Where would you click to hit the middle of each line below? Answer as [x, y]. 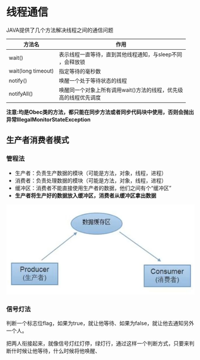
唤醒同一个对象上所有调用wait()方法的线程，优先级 [121, 90]
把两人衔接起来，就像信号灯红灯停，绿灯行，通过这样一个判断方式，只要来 [98, 344]
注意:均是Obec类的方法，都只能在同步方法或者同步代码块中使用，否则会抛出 [100, 112]
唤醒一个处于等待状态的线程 [93, 81]
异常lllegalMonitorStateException [48, 119]
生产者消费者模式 [38, 140]
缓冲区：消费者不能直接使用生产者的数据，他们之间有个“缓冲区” [93, 188]
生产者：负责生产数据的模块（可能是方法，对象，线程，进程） [91, 173]
